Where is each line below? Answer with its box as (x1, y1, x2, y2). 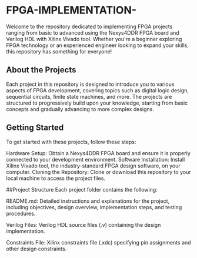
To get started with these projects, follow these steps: (6, 138, 136, 145)
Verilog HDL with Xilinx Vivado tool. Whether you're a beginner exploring (6, 35, 182, 42)
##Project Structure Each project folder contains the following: (6, 186, 158, 193)
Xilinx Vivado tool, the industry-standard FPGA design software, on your (6, 162, 181, 169)
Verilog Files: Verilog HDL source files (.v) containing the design (6, 221, 161, 228)
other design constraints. (6, 245, 67, 252)
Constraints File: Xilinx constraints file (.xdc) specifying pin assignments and (6, 239, 191, 246)
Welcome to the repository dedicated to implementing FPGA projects (6, 23, 173, 30)
